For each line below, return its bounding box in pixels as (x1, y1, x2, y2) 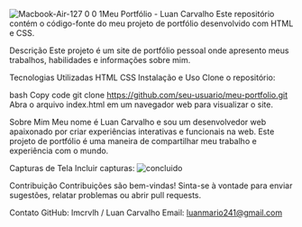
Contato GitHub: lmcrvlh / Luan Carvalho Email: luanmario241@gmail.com (9, 207, 282, 218)
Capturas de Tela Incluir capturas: (9, 163, 135, 173)
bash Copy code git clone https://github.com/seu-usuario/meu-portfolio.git (9, 90, 288, 100)
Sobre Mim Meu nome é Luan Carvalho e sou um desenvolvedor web (9, 117, 267, 127)
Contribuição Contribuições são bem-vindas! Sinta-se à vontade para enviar (9, 180, 293, 191)
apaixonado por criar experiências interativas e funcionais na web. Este (9, 126, 275, 137)
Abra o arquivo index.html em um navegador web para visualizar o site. (9, 99, 273, 110)
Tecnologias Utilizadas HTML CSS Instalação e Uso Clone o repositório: (9, 72, 276, 83)
